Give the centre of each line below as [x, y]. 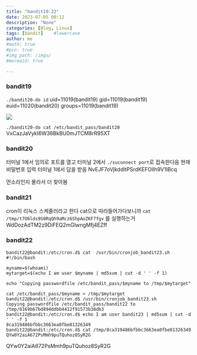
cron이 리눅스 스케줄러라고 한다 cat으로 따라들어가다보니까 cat [78, 211]
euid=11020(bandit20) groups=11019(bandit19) [63, 105]
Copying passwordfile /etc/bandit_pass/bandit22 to [71, 304]
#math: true [21, 45]
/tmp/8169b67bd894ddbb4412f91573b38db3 [55, 309]
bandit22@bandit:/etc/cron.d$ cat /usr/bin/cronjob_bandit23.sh [88, 253]
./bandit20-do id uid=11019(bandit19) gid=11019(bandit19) [77, 99]
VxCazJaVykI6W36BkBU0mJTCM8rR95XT [58, 133]
